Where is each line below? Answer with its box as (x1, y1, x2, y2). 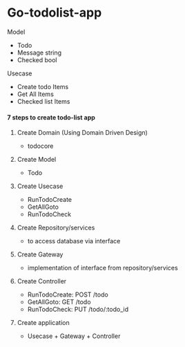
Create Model (17, 156, 57, 164)
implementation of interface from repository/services (27, 264, 178, 272)
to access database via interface (27, 237, 121, 245)
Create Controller (17, 277, 67, 285)
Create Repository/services (17, 223, 95, 232)
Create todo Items (17, 82, 69, 91)
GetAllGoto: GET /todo (27, 298, 91, 306)
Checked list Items (17, 97, 70, 105)
